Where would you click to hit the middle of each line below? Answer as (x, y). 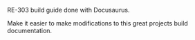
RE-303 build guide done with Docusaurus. (68, 10)
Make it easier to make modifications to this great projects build (98, 23)
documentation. (30, 31)
